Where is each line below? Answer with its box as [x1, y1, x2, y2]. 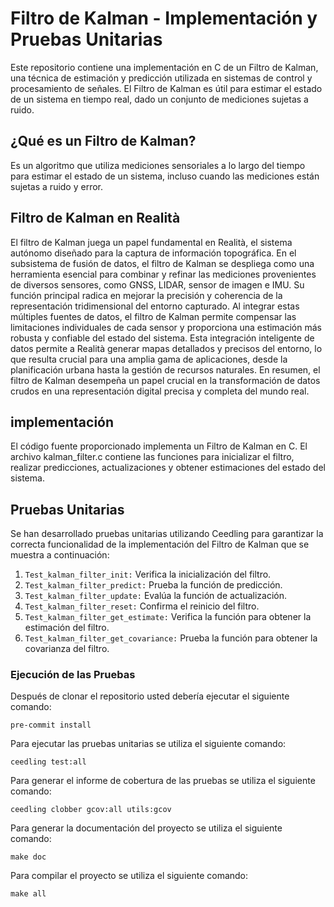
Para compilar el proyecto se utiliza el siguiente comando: [10, 870, 249, 882]
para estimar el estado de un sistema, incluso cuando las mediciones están [10, 170, 320, 182]
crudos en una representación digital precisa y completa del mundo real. [10, 385, 310, 397]
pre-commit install [10, 720, 92, 731]
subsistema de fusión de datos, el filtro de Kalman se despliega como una [10, 257, 315, 269]
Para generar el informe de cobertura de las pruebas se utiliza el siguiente [10, 775, 316, 787]
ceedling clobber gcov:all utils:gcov [10, 805, 172, 815]
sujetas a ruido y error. [10, 180, 104, 192]
